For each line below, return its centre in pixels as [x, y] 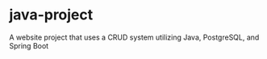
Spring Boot [29, 45]
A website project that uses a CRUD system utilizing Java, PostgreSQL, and [134, 37]
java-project [51, 15]
